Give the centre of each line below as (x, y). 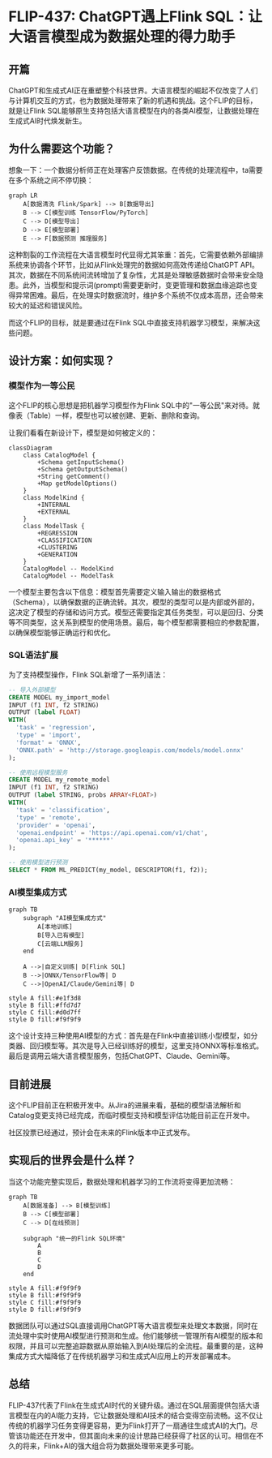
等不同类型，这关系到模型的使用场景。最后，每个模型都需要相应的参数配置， (136, 622)
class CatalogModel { (59, 455)
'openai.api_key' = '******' (65, 841)
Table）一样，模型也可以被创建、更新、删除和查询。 (117, 415)
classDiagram (30, 448)
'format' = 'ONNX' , (49, 742)
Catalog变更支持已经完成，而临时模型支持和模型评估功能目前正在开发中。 (131, 1116)
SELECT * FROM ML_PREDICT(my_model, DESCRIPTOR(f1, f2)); (108, 870)
